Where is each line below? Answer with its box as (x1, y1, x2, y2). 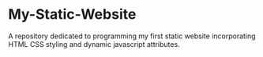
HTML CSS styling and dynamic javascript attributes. (8, 39, 180, 48)
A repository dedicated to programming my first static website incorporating (8, 31, 256, 41)
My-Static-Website (8, 5, 137, 23)
